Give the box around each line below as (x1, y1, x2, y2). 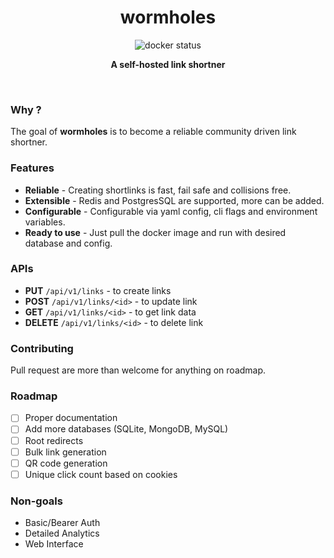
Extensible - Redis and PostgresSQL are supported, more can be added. (24, 194, 325, 206)
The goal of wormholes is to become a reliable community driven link (10, 126, 297, 138)
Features (10, 161, 55, 175)
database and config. (24, 237, 113, 249)
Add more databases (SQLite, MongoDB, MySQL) (24, 423, 229, 435)
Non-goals (10, 494, 63, 508)
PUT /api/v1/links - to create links (24, 284, 172, 296)
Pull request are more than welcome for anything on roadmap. (10, 364, 267, 376)
